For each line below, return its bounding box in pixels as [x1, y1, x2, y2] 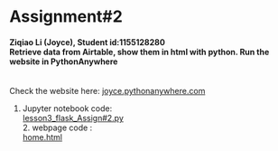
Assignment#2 [9, 6, 124, 27]
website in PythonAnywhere [9, 56, 118, 67]
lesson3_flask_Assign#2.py [22, 113, 125, 124]
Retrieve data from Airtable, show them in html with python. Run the [9, 46, 270, 57]
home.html [22, 132, 63, 143]
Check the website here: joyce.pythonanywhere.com [9, 86, 206, 97]
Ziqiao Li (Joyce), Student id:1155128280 [9, 36, 165, 47]
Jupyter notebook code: [22, 103, 113, 114]
